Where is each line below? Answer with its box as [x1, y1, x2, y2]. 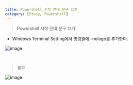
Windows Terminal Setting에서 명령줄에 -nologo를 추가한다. [12, 36, 129, 42]
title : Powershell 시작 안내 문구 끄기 [5, 7, 78, 12]
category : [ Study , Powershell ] [5, 12, 68, 16]
